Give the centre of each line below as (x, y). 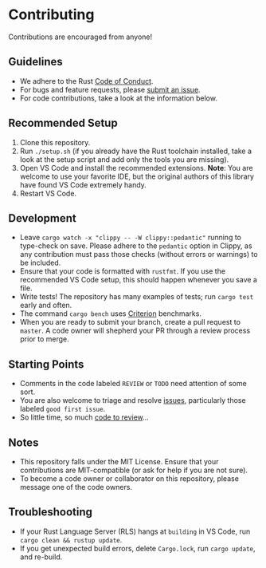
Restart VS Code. (48, 193)
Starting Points (46, 364)
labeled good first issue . (63, 409)
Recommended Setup (63, 123)
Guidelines (35, 62)
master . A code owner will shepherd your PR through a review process (135, 331)
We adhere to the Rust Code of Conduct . (86, 81)
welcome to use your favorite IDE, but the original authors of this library (137, 176)
